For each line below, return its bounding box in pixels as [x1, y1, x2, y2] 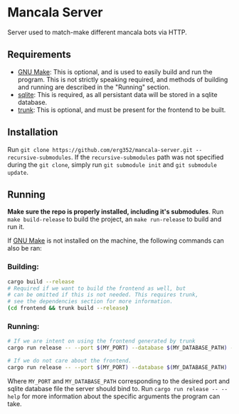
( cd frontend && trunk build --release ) [7, 305, 129, 312]
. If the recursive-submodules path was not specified [70, 153, 224, 161]
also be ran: [7, 244, 43, 253]
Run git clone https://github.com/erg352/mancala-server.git [7, 145, 193, 153]
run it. [7, 223, 25, 231]
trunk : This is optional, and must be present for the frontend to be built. [17, 105, 226, 114]
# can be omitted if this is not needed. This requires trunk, [7, 291, 199, 298]
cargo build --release [7, 278, 75, 286]
